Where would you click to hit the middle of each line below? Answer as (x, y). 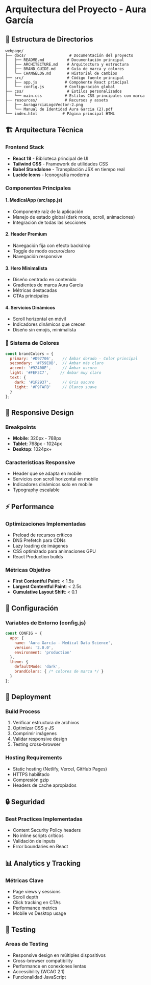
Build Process (23, 711)
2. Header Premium (26, 234)
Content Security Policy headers (47, 830)
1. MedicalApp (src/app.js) (34, 200)
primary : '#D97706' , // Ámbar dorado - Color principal (74, 359)
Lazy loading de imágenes (40, 546)
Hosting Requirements (34, 758)
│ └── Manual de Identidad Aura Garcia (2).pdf (59, 109)
